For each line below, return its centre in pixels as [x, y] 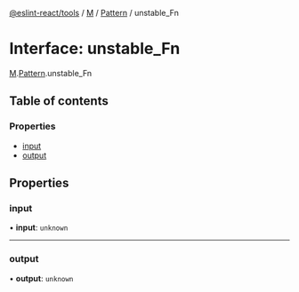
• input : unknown [39, 228]
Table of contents [59, 101]
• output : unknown [41, 278]
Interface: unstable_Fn [95, 49]
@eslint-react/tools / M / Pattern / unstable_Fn [94, 13]
